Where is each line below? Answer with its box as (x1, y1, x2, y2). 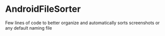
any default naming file (5, 25, 52, 31)
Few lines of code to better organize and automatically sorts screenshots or (5, 20, 160, 26)
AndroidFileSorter (5, 3, 81, 15)
